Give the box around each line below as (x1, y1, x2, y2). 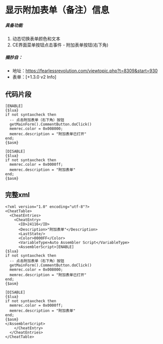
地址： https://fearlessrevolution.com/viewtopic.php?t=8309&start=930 (12, 68, 158, 74)
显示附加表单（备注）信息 (5, 4, 110, 16)
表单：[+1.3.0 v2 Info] (12, 74, 56, 80)
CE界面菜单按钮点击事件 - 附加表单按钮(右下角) (12, 42, 109, 48)
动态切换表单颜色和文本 (12, 36, 60, 42)
